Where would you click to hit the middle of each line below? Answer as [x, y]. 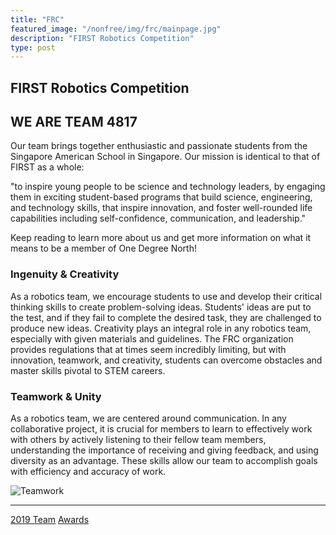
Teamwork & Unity [56, 396]
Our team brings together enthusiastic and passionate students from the [159, 146]
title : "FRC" [37, 19]
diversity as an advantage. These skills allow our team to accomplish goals [164, 461]
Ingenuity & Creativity [65, 274]
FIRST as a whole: [47, 167]
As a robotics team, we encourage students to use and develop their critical [166, 296]
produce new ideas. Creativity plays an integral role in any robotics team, [161, 328]
